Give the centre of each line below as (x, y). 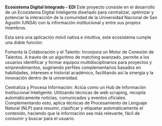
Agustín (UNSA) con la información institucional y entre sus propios (73, 22)
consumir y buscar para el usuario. (40, 118)
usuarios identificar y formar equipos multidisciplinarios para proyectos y (79, 62)
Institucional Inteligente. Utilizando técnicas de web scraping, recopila (75, 93)
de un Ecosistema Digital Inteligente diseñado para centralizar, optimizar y (80, 12)
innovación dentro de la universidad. (42, 78)
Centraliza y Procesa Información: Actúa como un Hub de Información (76, 87)
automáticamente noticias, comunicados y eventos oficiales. (66, 98)
